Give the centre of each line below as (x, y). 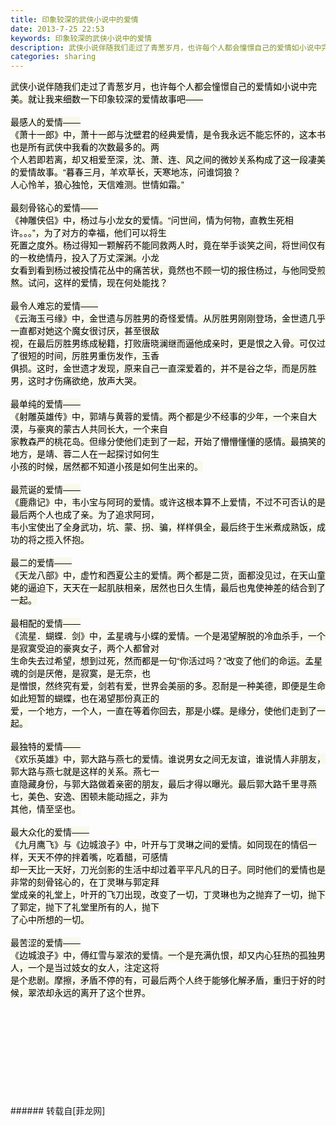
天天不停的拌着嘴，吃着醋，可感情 (97, 857)
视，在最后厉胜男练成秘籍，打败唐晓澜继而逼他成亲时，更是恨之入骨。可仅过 (168, 344)
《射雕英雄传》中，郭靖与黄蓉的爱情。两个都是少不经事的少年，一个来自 (159, 417)
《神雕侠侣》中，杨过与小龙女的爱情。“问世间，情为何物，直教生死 (147, 220)
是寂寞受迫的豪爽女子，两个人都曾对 (85, 649)
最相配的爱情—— (45, 624)
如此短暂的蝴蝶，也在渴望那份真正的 (85, 699)
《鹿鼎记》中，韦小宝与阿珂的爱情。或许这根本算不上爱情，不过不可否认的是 (168, 502)
